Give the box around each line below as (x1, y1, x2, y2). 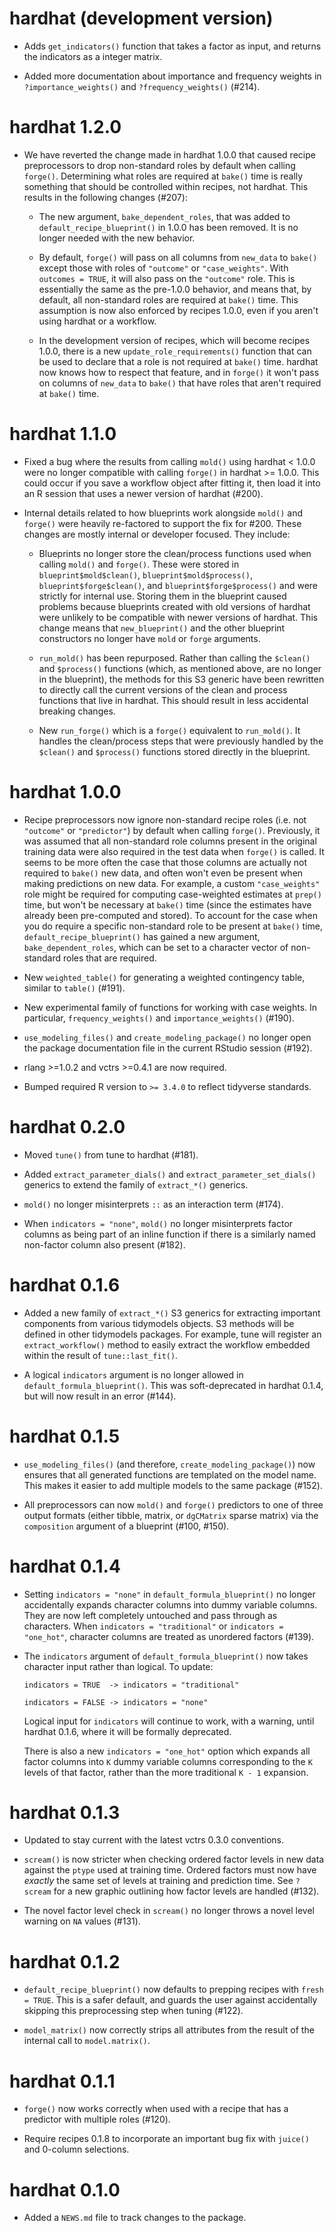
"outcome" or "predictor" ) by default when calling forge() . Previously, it (23, 824, 321, 836)
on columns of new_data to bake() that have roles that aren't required (38, 377, 322, 389)
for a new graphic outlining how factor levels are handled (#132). (53, 1885, 320, 1897)
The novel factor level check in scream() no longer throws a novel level (23, 1905, 315, 1917)
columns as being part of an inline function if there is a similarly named (23, 1228, 316, 1240)
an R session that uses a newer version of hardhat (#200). (23, 487, 264, 499)
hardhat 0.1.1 (9, 2070, 116, 2092)
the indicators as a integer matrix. (23, 50, 163, 62)
